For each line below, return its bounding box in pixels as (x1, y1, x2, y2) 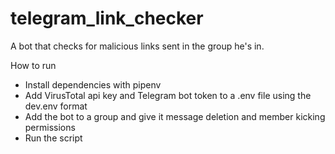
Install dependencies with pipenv (24, 78, 162, 91)
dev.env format (24, 100, 88, 112)
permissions (24, 121, 76, 133)
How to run (10, 59, 57, 71)
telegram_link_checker (10, 7, 204, 30)
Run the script (24, 132, 83, 144)
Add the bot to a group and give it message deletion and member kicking (24, 110, 326, 122)
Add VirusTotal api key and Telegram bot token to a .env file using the (24, 89, 312, 101)
